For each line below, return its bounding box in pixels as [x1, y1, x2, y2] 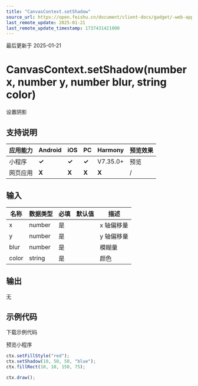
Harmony [97, 146, 124, 154]
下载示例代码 [6, 329, 37, 336]
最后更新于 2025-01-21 [6, 42, 62, 49]
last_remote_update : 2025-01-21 [6, 19, 85, 25]
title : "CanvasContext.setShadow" [6, 8, 91, 15]
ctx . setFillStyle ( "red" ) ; [6, 353, 70, 359]
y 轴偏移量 [100, 232, 128, 240]
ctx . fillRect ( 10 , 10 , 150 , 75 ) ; [6, 364, 85, 370]
